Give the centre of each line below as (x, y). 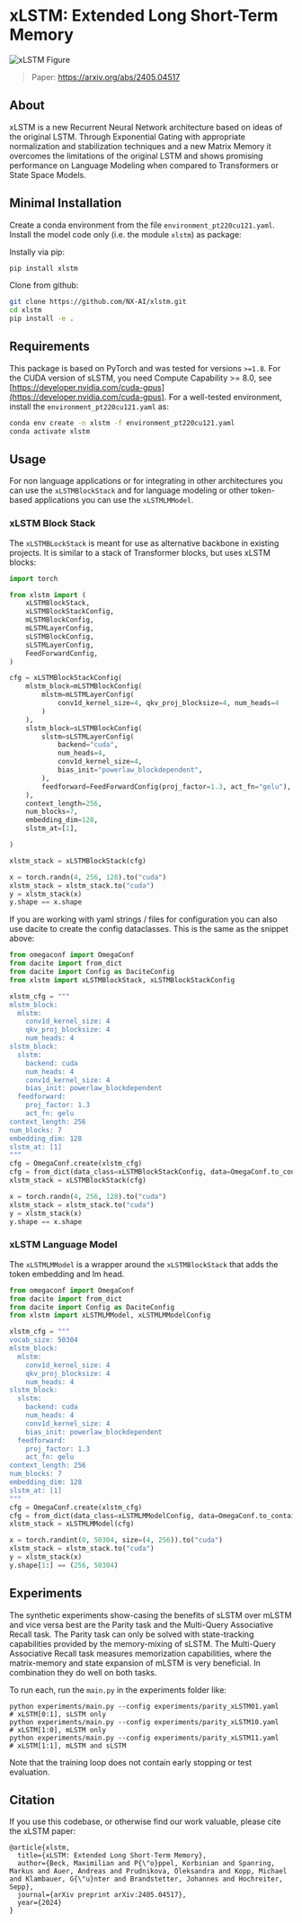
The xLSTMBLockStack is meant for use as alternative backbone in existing (144, 543)
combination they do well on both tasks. (83, 1672)
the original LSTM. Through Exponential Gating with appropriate (127, 137)
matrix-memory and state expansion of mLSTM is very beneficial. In (135, 1663)
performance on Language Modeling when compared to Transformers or (144, 165)
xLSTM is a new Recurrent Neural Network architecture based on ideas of (146, 127)
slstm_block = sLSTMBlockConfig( (84, 728)
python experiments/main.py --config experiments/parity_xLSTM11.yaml (144, 1738)
